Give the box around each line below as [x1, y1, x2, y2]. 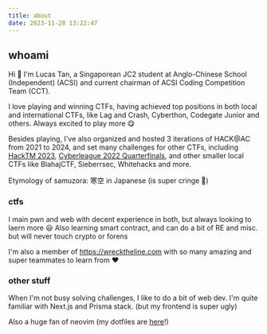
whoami [8, 49, 49, 62]
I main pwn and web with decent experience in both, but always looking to [8, 214, 253, 223]
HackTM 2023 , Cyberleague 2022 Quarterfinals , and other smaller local [8, 151, 245, 161]
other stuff [8, 275, 51, 286]
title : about [8, 11, 52, 20]
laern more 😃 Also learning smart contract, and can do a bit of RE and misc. [8, 223, 258, 232]
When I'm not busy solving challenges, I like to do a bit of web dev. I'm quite [8, 293, 258, 302]
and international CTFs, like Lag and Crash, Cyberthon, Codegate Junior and [8, 111, 260, 120]
